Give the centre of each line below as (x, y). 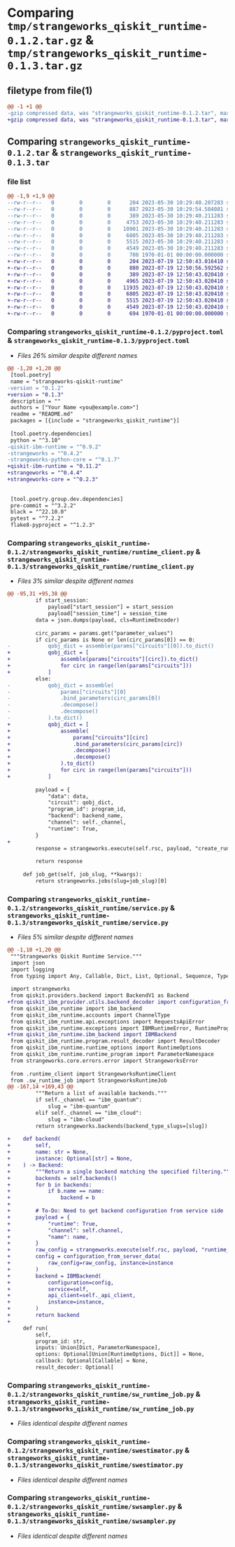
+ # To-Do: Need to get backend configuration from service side (115, 1211)
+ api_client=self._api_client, (72, 1296)
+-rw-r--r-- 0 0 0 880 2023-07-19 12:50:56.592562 (115, 268)
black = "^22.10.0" (39, 512)
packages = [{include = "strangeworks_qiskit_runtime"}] (95, 421)
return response (59, 862)
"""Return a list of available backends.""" (101, 1093)
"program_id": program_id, (87, 809)
